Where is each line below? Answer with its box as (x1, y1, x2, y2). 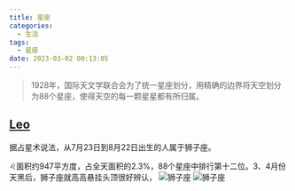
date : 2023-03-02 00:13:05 (9, 54, 109, 63)
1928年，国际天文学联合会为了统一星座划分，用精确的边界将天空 (30, 80, 267, 90)
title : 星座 (9, 12, 50, 22)
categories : (9, 21, 53, 30)
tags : (9, 37, 29, 47)
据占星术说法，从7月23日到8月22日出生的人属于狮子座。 (9, 141, 216, 152)
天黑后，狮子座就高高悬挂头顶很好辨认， (9, 171, 157, 182)
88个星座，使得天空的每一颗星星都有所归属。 (38, 91, 205, 101)
